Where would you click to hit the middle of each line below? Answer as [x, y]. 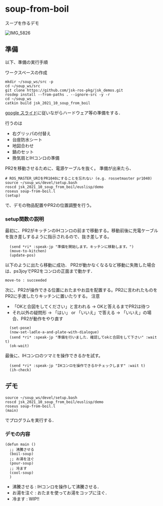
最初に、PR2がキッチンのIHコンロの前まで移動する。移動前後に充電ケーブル [82, 231]
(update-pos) [23, 255]
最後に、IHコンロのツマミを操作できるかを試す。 [54, 356]
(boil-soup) [22, 454]
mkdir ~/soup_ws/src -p [29, 81]
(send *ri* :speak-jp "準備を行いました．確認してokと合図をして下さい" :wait [83, 338]
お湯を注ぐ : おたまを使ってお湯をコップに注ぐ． [61, 493]
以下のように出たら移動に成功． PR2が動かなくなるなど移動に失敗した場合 [80, 265]
